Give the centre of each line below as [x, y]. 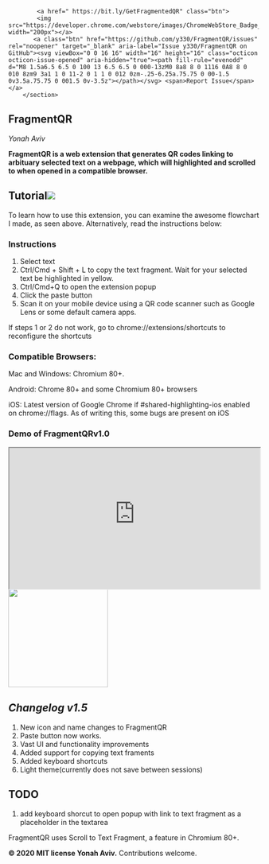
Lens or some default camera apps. [78, 312]
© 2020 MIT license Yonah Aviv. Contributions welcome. [103, 853]
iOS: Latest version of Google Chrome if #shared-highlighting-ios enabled [129, 405]
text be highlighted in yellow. [66, 278]
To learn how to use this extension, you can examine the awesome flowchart [134, 215]
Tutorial [28, 196]
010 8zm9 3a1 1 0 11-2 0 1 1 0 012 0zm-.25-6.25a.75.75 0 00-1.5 [119, 74]
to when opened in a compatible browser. [78, 170]
